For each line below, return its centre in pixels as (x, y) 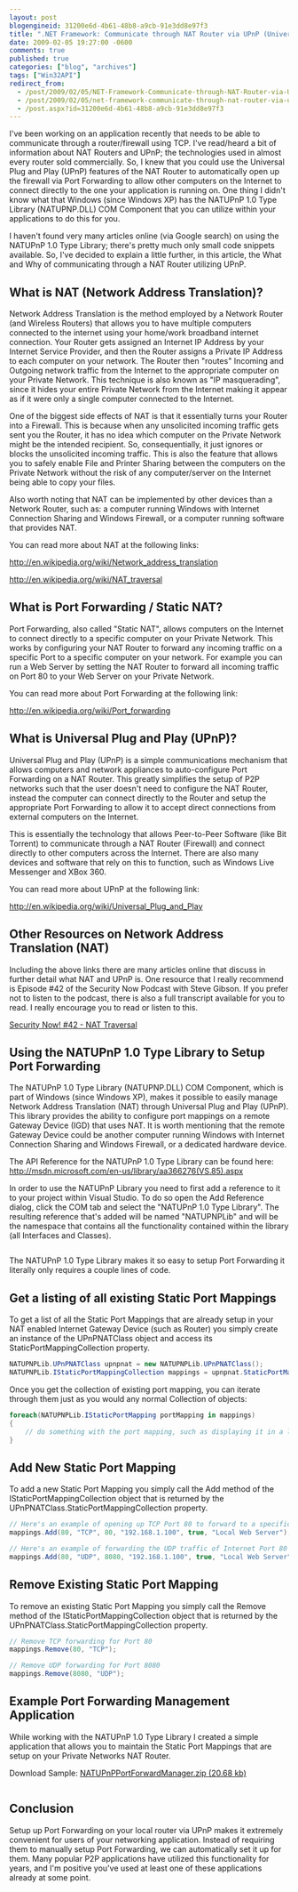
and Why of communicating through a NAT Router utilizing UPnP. (128, 264)
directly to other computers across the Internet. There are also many (134, 853)
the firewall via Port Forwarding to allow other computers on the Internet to (145, 181)
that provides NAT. (43, 528)
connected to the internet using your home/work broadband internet (134, 333)
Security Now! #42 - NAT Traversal (73, 1025)
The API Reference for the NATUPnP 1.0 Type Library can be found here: (142, 1162)
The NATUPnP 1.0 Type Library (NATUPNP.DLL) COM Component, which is (146, 1088)
